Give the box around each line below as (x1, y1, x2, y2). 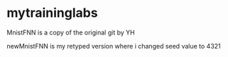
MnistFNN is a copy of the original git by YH (6, 28, 136, 37)
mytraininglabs (6, 5, 98, 21)
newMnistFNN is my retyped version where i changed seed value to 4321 (6, 42, 221, 50)
